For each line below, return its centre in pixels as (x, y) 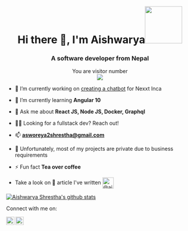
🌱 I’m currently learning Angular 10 (58, 100)
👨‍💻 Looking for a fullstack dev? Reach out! (67, 123)
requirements (31, 155)
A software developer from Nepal (100, 58)
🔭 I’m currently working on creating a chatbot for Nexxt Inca (88, 88)
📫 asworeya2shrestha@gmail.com (59, 135)
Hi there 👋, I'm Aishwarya (82, 40)
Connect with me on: (32, 208)
